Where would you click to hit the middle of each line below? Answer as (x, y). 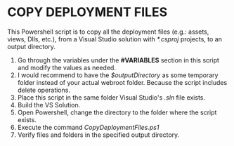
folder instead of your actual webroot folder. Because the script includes (122, 82)
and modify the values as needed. (66, 67)
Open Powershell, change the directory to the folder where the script (117, 112)
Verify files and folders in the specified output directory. (98, 135)
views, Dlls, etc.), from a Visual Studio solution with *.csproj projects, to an (115, 39)
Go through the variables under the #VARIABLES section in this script (118, 60)
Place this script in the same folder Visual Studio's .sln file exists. (111, 97)
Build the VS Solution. (49, 105)
